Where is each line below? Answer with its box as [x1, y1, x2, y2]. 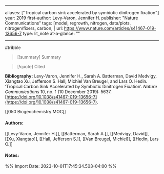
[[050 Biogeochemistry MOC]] [5, 109, 66, 114]
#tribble [5, 45, 21, 50]
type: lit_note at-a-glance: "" [22, 30, 81, 36]
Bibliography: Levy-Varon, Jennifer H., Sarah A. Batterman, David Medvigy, [5, 73, 157, 79]
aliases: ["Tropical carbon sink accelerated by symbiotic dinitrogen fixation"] [5, 10, 159, 15]
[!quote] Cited [17, 64, 45, 69]
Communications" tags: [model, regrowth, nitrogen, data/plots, [5, 20, 131, 26]
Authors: [5, 120, 23, 125]
